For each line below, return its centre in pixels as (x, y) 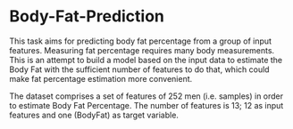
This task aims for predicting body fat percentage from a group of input (141, 41)
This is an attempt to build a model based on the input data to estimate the (146, 60)
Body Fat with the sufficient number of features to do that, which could (139, 69)
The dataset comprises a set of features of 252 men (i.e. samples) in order (146, 96)
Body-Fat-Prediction (87, 16)
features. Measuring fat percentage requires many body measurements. (142, 50)
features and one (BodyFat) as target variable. (94, 115)
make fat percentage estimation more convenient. (101, 78)
